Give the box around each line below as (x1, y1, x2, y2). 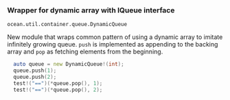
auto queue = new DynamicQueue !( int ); (13, 61, 125, 68)
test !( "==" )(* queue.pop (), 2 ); (13, 86, 103, 93)
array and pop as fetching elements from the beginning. (7, 47, 163, 56)
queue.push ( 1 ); (13, 67, 57, 74)
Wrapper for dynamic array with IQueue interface (7, 5, 175, 15)
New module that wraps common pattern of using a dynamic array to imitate (7, 33, 223, 41)
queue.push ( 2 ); (13, 74, 57, 81)
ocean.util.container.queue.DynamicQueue (7, 21, 128, 28)
